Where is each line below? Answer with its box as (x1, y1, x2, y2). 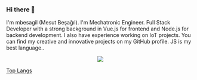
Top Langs (6, 67, 32, 74)
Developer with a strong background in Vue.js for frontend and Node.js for (6, 25, 189, 32)
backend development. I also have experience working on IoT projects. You (6, 32, 191, 39)
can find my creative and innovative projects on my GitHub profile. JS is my (6, 38, 192, 45)
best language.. (6, 44, 45, 51)
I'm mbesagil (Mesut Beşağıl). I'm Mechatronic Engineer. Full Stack (6, 19, 171, 26)
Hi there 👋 (6, 5, 36, 14)
